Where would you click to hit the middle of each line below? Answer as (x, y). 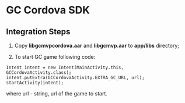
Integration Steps (38, 32)
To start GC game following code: (55, 57)
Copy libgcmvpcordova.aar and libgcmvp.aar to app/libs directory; (97, 45)
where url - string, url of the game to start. (57, 93)
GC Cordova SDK (48, 10)
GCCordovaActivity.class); (39, 73)
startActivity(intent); (35, 83)
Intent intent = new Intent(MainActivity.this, (65, 68)
